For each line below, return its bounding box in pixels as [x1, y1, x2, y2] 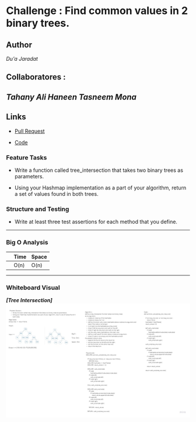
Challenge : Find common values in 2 [6, 4, 188, 18]
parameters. [14, 172, 44, 179]
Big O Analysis [6, 238, 48, 247]
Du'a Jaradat [6, 56, 38, 62]
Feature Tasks [6, 153, 47, 161]
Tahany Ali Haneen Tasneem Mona [6, 92, 137, 102]
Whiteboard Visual [6, 283, 60, 292]
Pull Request [14, 127, 45, 134]
